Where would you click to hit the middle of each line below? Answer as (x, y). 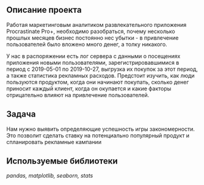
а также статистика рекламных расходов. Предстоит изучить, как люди (100, 75)
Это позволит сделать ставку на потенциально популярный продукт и (98, 135)
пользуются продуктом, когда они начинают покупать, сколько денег (98, 82)
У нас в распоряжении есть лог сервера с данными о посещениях (93, 56)
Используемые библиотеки (62, 161)
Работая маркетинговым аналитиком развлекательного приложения (97, 24)
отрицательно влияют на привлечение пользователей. (78, 95)
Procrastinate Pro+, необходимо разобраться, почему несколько (91, 31)
